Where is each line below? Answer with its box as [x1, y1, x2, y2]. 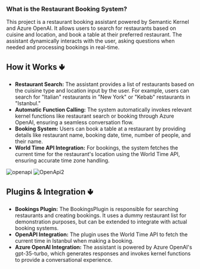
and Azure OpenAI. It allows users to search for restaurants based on [6, 25, 176, 32]
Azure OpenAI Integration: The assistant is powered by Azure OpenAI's [14, 243, 192, 250]
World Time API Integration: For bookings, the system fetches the [14, 144, 179, 151]
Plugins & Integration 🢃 [6, 187, 94, 197]
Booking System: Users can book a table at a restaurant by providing [14, 125, 186, 133]
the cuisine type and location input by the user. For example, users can [14, 87, 189, 94]
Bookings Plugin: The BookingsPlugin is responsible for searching [14, 205, 179, 212]
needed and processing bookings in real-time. [6, 44, 120, 51]
